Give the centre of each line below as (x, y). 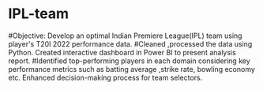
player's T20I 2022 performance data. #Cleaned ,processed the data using (130, 43)
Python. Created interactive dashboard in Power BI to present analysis (122, 52)
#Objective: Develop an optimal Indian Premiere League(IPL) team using (125, 36)
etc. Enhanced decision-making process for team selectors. (105, 77)
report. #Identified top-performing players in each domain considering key (129, 61)
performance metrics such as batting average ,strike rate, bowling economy (131, 69)
